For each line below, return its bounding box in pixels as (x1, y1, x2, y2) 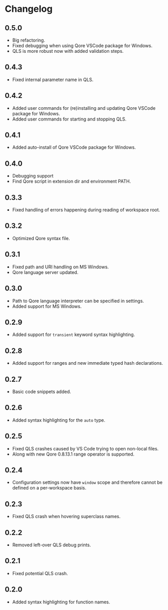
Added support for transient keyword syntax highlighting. (12, 331, 135, 338)
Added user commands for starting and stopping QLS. (12, 116, 127, 122)
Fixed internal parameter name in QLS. (12, 76, 94, 83)
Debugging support (12, 173, 54, 179)
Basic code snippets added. (12, 388, 71, 395)
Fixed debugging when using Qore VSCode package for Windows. (12, 43, 153, 49)
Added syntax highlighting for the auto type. (12, 417, 106, 423)
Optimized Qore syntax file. (12, 235, 70, 241)
